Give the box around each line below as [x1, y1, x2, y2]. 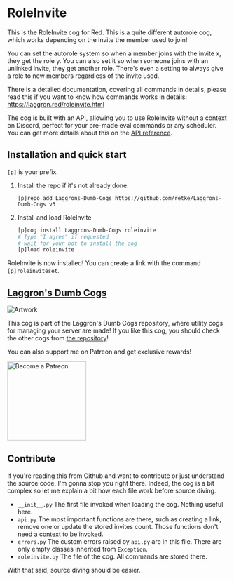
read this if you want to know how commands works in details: [7, 93, 188, 101]
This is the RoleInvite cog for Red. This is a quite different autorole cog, [7, 28, 212, 36]
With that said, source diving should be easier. [7, 566, 142, 574]
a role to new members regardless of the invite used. [7, 72, 160, 80]
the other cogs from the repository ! [7, 334, 109, 342]
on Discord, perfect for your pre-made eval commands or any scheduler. [7, 121, 217, 129]
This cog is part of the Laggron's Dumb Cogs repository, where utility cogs [7, 319, 223, 328]
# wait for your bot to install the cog [17, 240, 137, 247]
